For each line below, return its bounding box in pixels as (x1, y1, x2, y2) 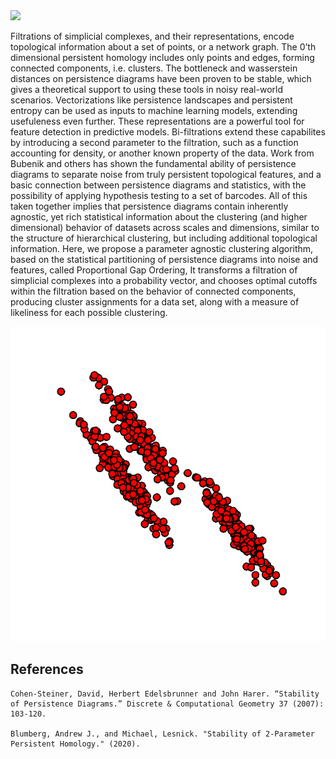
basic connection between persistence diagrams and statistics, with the (10, 179, 307, 191)
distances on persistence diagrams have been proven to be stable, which (10, 73, 312, 84)
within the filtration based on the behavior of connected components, (10, 285, 297, 297)
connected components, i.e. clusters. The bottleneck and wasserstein (10, 62, 298, 74)
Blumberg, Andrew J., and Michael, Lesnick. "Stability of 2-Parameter (10, 729, 315, 739)
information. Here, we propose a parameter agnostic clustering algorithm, (10, 243, 314, 254)
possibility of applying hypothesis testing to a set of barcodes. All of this (10, 190, 308, 201)
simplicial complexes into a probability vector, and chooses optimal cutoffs (10, 275, 318, 286)
